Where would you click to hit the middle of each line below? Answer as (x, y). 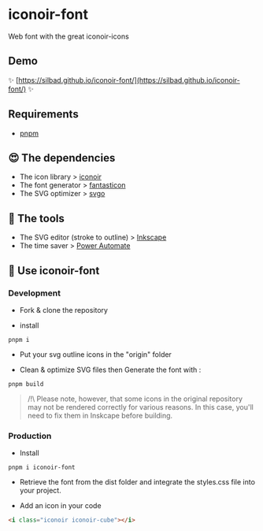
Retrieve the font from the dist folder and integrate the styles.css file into (137, 482)
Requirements (43, 115)
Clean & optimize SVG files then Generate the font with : (110, 369)
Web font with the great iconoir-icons (69, 36)
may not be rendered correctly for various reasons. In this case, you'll (140, 407)
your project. (40, 491)
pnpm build (26, 384)
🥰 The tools (37, 218)
